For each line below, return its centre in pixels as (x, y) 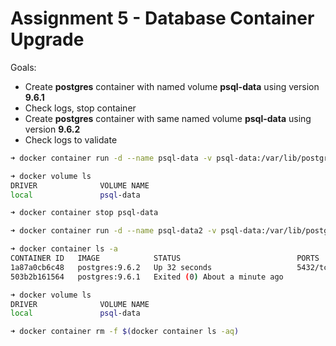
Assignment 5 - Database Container (162, 18)
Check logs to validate (71, 139)
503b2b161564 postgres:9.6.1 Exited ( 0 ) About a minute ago (147, 277)
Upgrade (47, 39)
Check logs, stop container (80, 108)
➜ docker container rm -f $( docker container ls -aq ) (125, 332)
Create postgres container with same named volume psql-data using (168, 118)
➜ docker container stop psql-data (84, 213)
